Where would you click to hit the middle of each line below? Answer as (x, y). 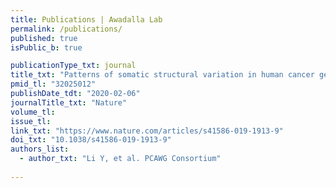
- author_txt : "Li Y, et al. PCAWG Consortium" (120, 159)
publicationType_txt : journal (73, 66)
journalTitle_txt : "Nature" (69, 102)
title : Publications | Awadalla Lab (86, 19)
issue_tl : (31, 121)
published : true (44, 38)
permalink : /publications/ (66, 29)
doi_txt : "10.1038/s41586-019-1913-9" (91, 140)
